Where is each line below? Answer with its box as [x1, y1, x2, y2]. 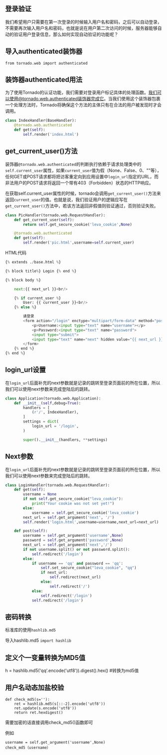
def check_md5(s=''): [5, 697, 50, 702]
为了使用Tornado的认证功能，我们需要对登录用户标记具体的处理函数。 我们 [5, 89, 158, 95]
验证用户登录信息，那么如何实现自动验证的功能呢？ [13, 31, 118, 37]
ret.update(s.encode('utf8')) [14, 705, 77, 711]
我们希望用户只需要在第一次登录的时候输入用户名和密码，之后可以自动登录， [5, 19, 162, 25]
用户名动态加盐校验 [5, 683, 64, 692]
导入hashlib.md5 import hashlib [5, 638, 72, 644]
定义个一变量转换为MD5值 [5, 653, 85, 662]
